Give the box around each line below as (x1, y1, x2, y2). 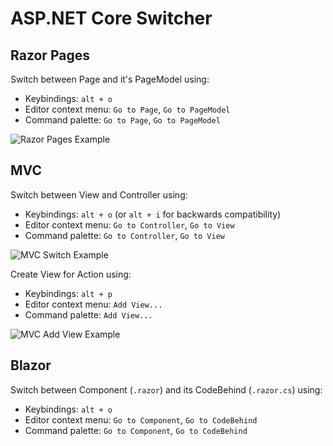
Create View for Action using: (10, 268, 132, 280)
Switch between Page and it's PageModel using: (10, 73, 210, 85)
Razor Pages (10, 47, 90, 64)
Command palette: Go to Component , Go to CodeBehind (24, 424, 248, 436)
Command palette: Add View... (24, 308, 153, 321)
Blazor (10, 357, 52, 374)
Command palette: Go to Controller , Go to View (24, 229, 225, 241)
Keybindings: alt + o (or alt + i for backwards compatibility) (24, 208, 282, 220)
